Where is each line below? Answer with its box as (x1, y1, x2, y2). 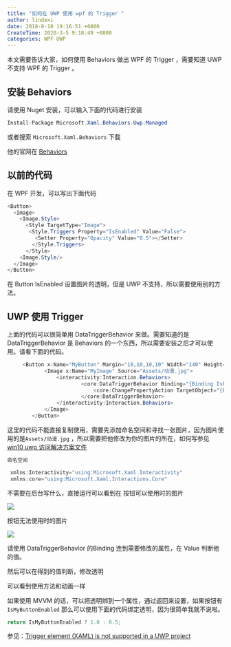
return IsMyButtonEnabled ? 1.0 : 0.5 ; (7, 619, 122, 626)
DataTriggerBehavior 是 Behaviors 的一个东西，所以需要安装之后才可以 (7, 339, 208, 348)
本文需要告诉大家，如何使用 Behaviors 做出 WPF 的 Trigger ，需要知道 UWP (7, 56, 222, 64)
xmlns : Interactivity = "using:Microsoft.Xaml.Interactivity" (10, 469, 184, 476)
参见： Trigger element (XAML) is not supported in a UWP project (7, 632, 191, 640)
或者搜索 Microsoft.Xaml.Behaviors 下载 (7, 132, 121, 141)
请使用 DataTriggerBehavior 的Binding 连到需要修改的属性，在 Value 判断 (7, 544, 214, 552)
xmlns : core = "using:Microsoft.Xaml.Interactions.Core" (10, 476, 168, 482)
